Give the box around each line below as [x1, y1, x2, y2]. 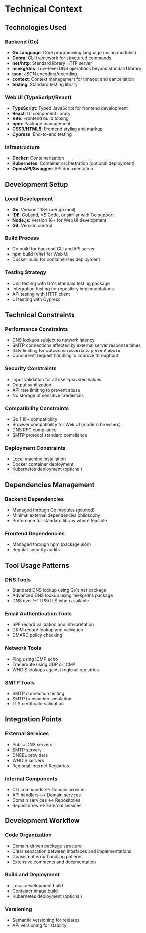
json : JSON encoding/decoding [12, 71, 77, 77]
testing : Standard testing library [12, 81, 78, 87]
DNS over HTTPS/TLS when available [12, 598, 89, 603]
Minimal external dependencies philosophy [12, 512, 101, 518]
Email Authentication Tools [5, 610, 72, 617]
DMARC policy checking [12, 632, 63, 638]
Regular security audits [12, 547, 60, 553]
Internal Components [5, 775, 58, 782]
